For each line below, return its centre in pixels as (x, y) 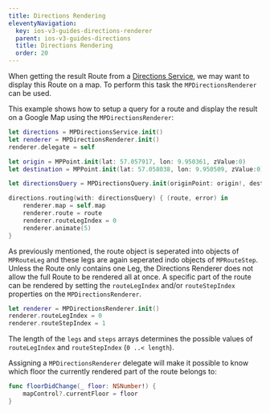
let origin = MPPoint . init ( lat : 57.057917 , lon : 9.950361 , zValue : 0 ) (127, 162)
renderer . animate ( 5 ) (57, 228)
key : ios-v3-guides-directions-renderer (84, 31)
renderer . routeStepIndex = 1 (57, 324)
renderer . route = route (63, 213)
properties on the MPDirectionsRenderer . (75, 294)
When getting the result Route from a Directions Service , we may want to (129, 76)
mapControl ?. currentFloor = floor (80, 394)
